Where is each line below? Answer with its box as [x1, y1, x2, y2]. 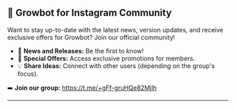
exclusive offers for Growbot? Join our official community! [7, 33, 176, 41]
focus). [17, 69, 39, 78]
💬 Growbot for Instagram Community [7, 7, 172, 19]
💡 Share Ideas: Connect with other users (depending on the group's [17, 61, 216, 70]
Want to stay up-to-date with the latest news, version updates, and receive [7, 25, 223, 34]
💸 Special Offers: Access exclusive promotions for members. [17, 54, 195, 62]
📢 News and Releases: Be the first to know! [17, 46, 144, 55]
